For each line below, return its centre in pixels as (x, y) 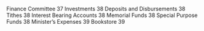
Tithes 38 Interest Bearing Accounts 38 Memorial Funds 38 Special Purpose (102, 15)
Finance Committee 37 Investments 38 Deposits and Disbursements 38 (96, 9)
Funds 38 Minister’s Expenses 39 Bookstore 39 (66, 22)
